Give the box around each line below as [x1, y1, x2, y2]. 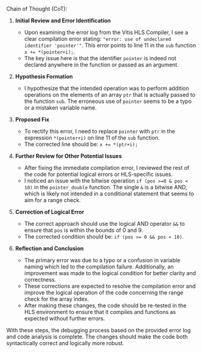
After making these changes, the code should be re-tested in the [24, 302, 187, 309]
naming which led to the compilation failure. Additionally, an [24, 263, 174, 270]
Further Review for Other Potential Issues [15, 152, 122, 159]
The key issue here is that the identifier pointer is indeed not [24, 55, 176, 61]
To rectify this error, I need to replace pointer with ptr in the [24, 128, 175, 135]
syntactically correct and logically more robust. [6, 340, 125, 346]
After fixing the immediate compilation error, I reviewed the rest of [24, 164, 190, 171]
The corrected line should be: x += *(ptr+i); [24, 141, 138, 148]
